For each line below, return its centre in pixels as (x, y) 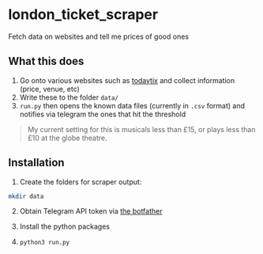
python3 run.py (45, 243)
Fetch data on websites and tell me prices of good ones (99, 36)
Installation (36, 163)
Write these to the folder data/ (69, 97)
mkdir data (26, 196)
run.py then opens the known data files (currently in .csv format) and (132, 105)
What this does (46, 61)
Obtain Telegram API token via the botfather (91, 211)
